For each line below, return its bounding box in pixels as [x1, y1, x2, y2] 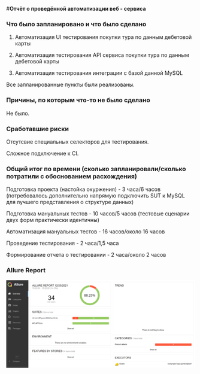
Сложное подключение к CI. [6, 150, 79, 157]
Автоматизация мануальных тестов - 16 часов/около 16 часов [6, 228, 165, 235]
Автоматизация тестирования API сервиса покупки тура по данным [14, 51, 190, 59]
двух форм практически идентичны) [6, 217, 100, 224]
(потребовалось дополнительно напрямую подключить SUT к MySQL [6, 192, 186, 199]
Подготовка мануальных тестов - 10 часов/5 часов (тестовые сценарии [6, 210, 190, 217]
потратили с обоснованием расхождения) [6, 172, 138, 180]
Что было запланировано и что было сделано [6, 20, 147, 28]
